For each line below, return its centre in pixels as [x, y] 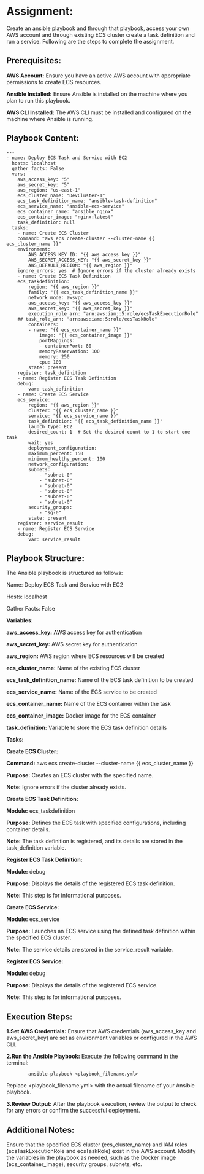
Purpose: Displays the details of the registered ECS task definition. [91, 883]
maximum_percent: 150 [56, 453]
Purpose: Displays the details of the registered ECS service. [82, 985]
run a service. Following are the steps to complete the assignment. [90, 41]
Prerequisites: [34, 61]
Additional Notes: [40, 1129]
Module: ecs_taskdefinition [41, 811]
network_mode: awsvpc [56, 297]
